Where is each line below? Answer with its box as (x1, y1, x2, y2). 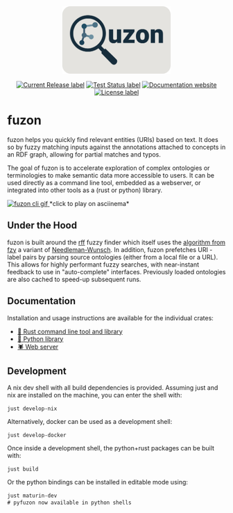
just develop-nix (7, 405, 58, 413)
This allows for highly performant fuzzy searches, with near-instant (7, 260, 200, 269)
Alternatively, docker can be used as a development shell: (7, 418, 173, 426)
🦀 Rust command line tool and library (17, 327, 123, 336)
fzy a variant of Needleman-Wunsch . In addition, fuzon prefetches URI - (7, 245, 213, 253)
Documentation (7, 295, 76, 307)
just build (7, 466, 39, 473)
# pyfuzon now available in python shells (7, 499, 132, 507)
